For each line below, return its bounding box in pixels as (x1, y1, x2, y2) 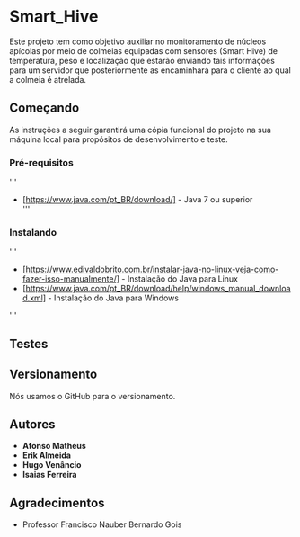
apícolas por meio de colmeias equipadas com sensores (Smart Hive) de (9, 45, 278, 56)
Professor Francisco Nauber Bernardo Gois (22, 519, 182, 530)
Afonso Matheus (22, 441, 87, 452)
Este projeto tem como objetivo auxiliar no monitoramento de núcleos (9, 36, 267, 47)
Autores (9, 416, 56, 432)
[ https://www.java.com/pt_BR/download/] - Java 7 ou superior (22, 194, 253, 205)
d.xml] (22, 292, 47, 303)
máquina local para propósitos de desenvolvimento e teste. (9, 133, 229, 145)
